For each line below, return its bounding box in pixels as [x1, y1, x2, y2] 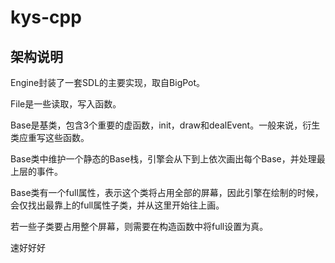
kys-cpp [10, 6, 82, 29]
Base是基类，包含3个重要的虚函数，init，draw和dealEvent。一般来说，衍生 [10, 119, 321, 131]
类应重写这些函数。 [10, 132, 90, 143]
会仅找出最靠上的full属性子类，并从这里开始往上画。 [10, 199, 225, 211]
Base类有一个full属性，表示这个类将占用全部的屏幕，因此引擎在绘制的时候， [10, 187, 324, 198]
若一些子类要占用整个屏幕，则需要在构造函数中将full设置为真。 [10, 221, 269, 232]
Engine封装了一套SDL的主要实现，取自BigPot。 [10, 77, 206, 88]
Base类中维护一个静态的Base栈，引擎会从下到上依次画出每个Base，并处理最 [10, 153, 326, 165]
